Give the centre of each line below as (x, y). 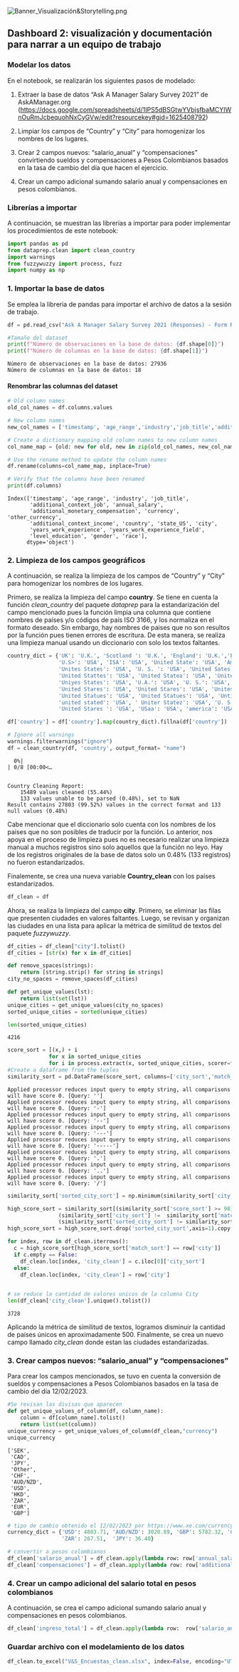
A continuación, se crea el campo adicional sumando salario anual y (107, 1608)
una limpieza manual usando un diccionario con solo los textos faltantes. (114, 643)
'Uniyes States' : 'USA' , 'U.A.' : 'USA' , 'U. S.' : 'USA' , (144, 682)
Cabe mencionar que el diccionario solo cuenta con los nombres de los (112, 824)
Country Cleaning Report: (46, 786)
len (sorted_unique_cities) (47, 1025)
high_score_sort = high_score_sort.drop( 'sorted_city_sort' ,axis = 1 (110, 1228)
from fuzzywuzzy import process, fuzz (65, 264)
